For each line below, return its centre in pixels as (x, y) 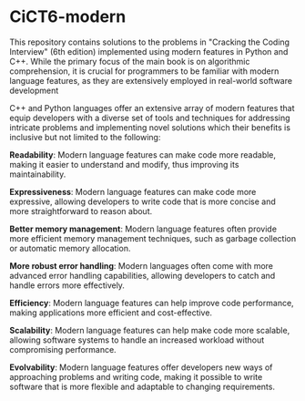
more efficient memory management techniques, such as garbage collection (153, 238)
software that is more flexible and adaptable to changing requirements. (142, 386)
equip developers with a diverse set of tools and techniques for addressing (150, 118)
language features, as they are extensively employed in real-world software (151, 80)
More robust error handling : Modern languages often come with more (142, 265)
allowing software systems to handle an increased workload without (137, 340)
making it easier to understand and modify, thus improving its (124, 164)
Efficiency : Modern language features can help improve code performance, (152, 303)
